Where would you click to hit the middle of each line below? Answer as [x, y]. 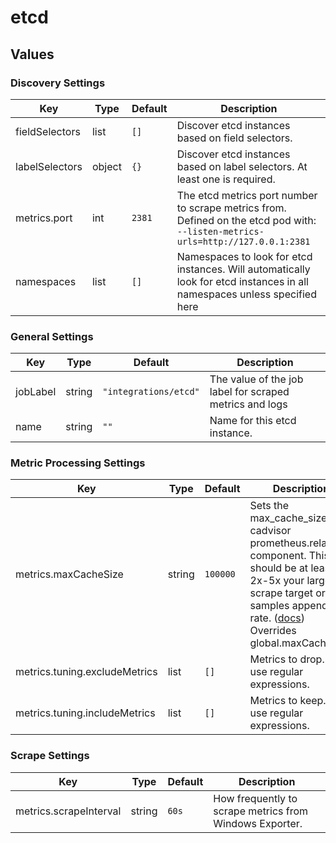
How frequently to [255, 798]
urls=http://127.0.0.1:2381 [243, 241]
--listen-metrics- [220, 231]
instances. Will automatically [243, 269]
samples [269, 606]
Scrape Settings [50, 756]
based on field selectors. [234, 138]
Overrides [273, 631]
